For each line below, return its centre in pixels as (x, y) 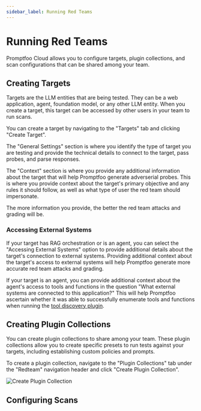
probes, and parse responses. (43, 159)
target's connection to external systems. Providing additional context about (99, 256)
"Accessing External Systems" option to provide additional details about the (100, 249)
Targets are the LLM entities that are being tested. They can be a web (92, 98)
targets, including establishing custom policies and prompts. (81, 352)
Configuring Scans (42, 400)
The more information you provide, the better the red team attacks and (94, 208)
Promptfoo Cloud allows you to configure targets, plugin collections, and (96, 58)
